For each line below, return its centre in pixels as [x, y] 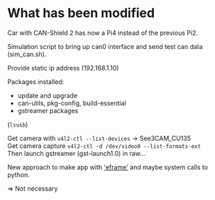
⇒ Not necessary [33, 188]
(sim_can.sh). [27, 54]
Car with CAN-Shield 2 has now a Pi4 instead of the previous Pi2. [103, 33]
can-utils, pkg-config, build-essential [72, 103]
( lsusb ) [18, 124]
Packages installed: [36, 81]
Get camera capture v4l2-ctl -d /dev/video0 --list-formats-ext [104, 146]
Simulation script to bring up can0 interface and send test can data [105, 46]
